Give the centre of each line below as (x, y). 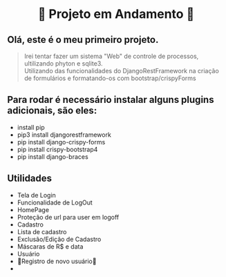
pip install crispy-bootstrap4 (57, 149)
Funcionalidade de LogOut (55, 202)
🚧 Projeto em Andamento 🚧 (116, 14)
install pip (31, 127)
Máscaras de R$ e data (50, 246)
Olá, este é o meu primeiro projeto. (83, 40)
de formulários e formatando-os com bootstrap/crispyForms (110, 78)
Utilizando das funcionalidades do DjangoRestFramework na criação (121, 71)
